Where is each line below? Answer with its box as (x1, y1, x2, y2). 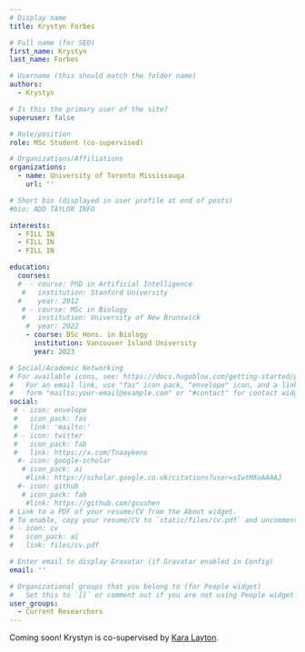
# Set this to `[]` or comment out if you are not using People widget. (9, 590, 299, 599)
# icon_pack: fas (13, 414, 88, 423)
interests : (9, 221, 51, 230)
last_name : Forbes (9, 55, 79, 64)
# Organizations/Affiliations (9, 154, 124, 163)
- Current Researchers (17, 608, 103, 617)
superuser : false (9, 113, 75, 123)
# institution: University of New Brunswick (21, 313, 202, 322)
